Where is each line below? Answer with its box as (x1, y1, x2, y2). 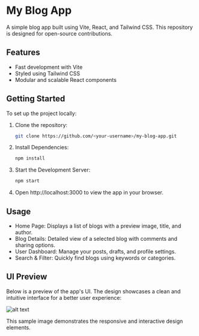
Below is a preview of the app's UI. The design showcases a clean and (6, 287, 181, 295)
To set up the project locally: (6, 110, 77, 117)
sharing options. (14, 241, 55, 249)
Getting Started (6, 94, 66, 104)
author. (14, 229, 33, 235)
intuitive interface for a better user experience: (6, 294, 122, 301)
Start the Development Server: (14, 166, 91, 173)
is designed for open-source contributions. (6, 30, 113, 37)
